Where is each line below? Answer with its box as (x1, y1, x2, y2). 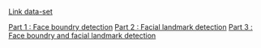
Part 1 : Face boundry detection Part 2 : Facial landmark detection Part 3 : (8, 22, 253, 31)
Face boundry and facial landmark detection (8, 31, 156, 40)
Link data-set (8, 7, 53, 16)
